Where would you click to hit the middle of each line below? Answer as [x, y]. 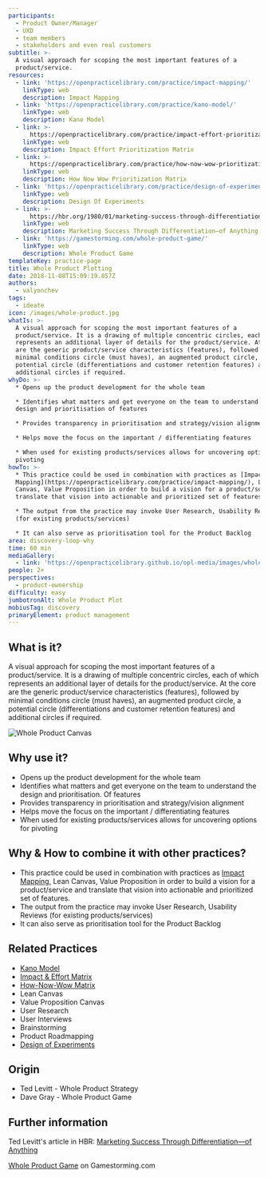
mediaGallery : [32, 555]
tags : [17, 298]
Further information [58, 1122]
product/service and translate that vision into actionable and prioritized [136, 889]
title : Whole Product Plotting [60, 269]
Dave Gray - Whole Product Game [76, 1097]
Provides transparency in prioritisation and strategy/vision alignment [132, 802]
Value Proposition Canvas [62, 1002]
